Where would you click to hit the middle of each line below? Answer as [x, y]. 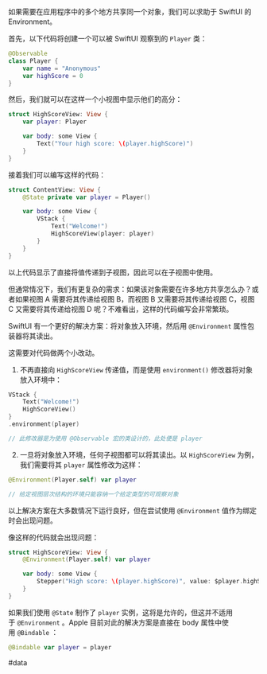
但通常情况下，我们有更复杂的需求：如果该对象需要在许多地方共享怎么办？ [130, 289]
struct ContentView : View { [55, 189]
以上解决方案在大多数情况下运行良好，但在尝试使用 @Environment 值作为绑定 [132, 510]
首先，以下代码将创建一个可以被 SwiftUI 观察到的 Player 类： [108, 39]
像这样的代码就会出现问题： [54, 537]
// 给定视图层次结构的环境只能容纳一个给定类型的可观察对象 [93, 494]
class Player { [33, 61]
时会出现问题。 [33, 520]
